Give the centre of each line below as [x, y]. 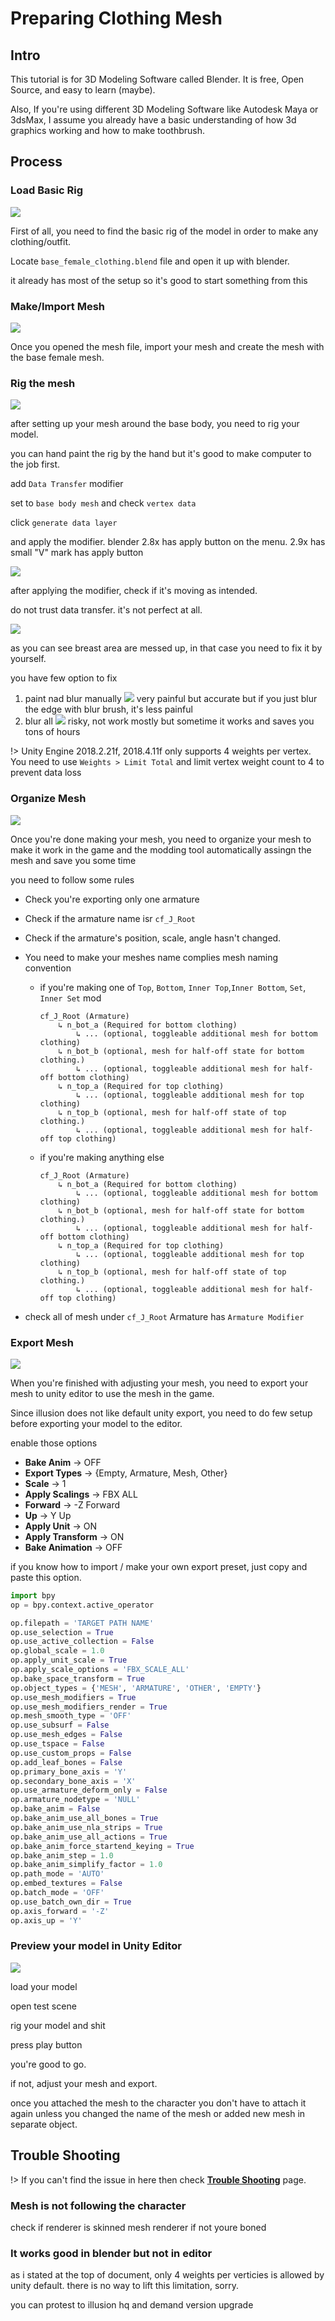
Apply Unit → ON [60, 1526]
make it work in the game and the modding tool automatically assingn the [161, 849]
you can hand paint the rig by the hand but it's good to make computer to [161, 454]
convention [48, 968]
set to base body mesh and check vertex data [103, 503]
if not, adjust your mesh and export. [84, 2083]
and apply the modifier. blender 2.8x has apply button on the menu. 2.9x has [168, 542]
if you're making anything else [102, 1157]
